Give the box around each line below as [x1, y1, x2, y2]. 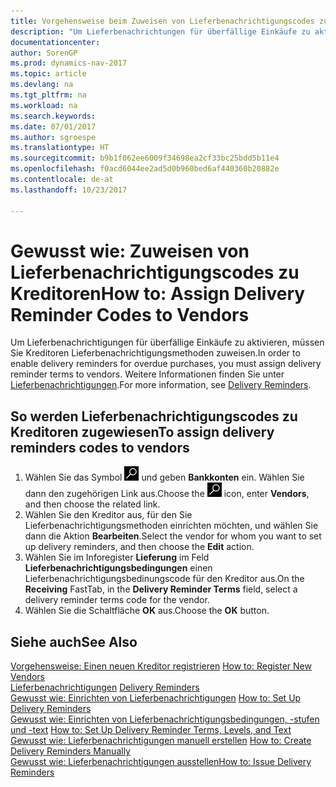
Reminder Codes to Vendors [10, 303, 250, 326]
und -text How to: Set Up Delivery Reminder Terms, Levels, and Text [10, 724, 292, 736]
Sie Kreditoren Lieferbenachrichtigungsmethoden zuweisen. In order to [10, 347, 301, 359]
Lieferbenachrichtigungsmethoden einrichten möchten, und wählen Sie [24, 520, 319, 532]
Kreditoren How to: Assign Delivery [10, 282, 306, 305]
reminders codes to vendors [10, 439, 190, 456]
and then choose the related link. [24, 498, 161, 510]
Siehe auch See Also [10, 633, 138, 650]
